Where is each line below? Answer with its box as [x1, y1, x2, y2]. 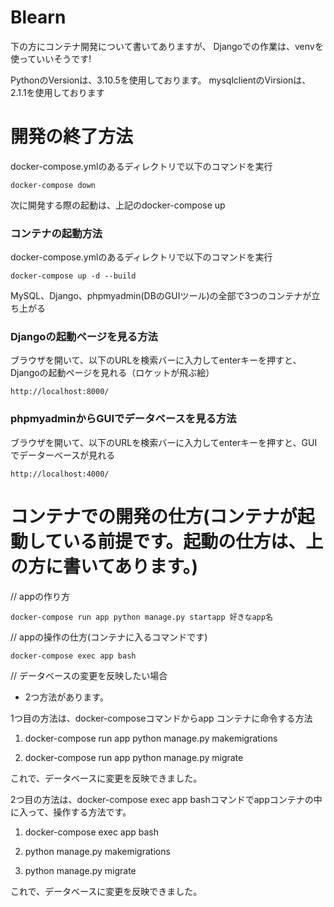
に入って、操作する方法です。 [10, 806, 132, 818]
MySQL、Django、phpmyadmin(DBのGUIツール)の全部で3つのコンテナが [10, 290, 312, 302]
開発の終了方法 [10, 126, 134, 148]
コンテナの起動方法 [10, 226, 103, 240]
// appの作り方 [10, 590, 71, 602]
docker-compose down [10, 180, 97, 190]
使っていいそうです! [10, 52, 92, 65]
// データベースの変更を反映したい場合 [10, 669, 168, 681]
